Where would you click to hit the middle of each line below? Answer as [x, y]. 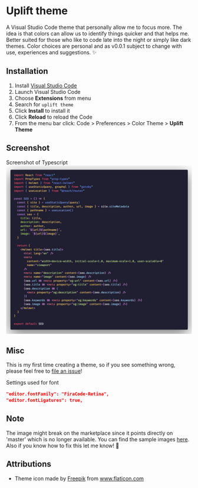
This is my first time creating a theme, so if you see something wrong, [91, 365]
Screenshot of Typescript [37, 162]
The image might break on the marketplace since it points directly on [90, 433]
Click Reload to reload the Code [53, 117]
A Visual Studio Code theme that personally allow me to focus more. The [94, 27]
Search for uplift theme [44, 104]
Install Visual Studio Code [46, 85]
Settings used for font [32, 383]
